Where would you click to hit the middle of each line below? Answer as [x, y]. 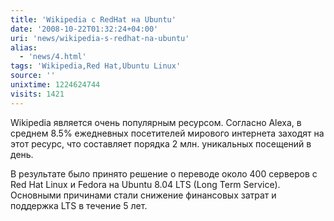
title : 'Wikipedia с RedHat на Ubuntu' [93, 19]
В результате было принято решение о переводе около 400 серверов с [164, 173]
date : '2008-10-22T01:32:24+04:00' [84, 29]
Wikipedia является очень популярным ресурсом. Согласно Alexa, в [156, 122]
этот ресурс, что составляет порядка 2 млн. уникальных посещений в [161, 143]
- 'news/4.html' [53, 57]
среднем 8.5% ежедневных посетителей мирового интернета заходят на [167, 133]
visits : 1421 [37, 94]
